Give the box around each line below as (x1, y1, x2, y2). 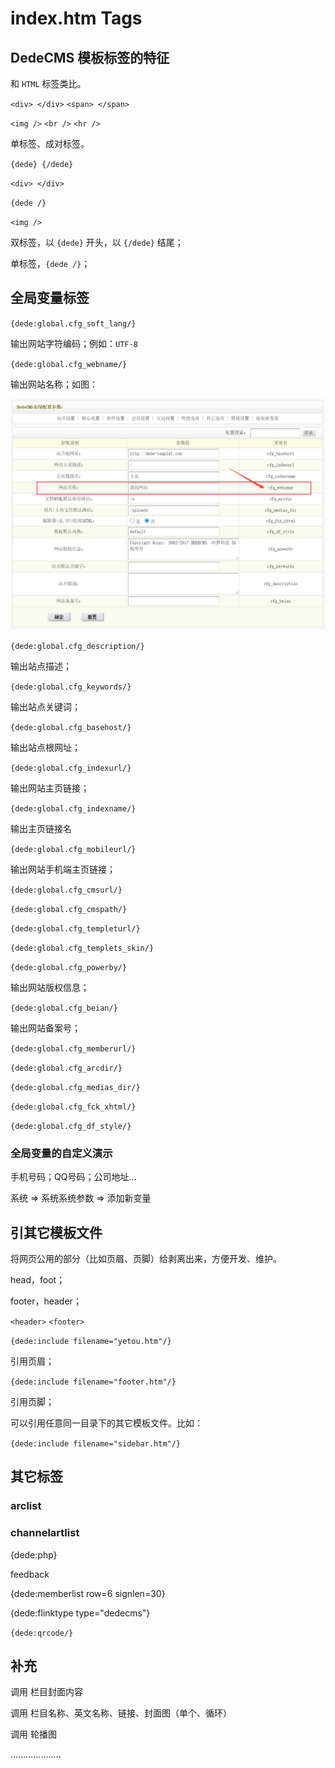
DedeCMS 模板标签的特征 (10, 49, 170, 66)
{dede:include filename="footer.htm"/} (10, 1377, 177, 1387)
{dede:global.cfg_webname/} (10, 359, 128, 369)
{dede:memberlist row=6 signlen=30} (10, 1587, 166, 1599)
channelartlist (10, 1526, 80, 1540)
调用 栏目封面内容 (10, 1686, 83, 1698)
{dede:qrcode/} (10, 1628, 74, 1638)
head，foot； (10, 1274, 66, 1286)
